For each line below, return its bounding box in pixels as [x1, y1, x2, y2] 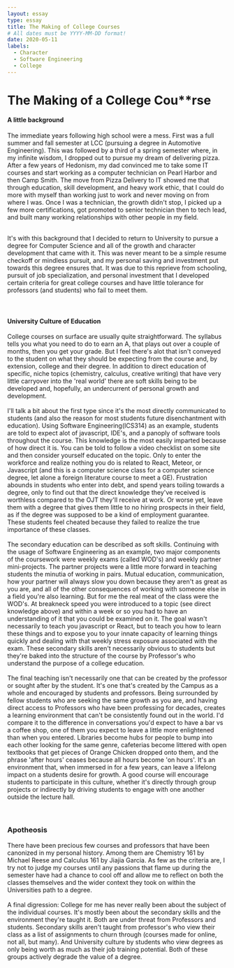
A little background [7, 116, 64, 124]
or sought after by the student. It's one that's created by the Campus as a [7, 681, 219, 690]
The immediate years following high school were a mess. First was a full [7, 131, 214, 140]
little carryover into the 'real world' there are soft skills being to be [7, 377, 197, 385]
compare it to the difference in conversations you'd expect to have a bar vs [7, 718, 224, 727]
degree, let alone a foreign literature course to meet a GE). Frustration [7, 473, 207, 482]
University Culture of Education [7, 317, 101, 325]
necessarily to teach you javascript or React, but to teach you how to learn [7, 622, 221, 630]
